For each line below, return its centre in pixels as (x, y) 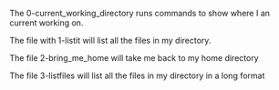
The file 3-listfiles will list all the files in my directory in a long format (137, 75)
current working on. (46, 23)
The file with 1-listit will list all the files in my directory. (110, 40)
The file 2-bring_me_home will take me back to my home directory (134, 58)
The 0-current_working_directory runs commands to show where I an (140, 13)
